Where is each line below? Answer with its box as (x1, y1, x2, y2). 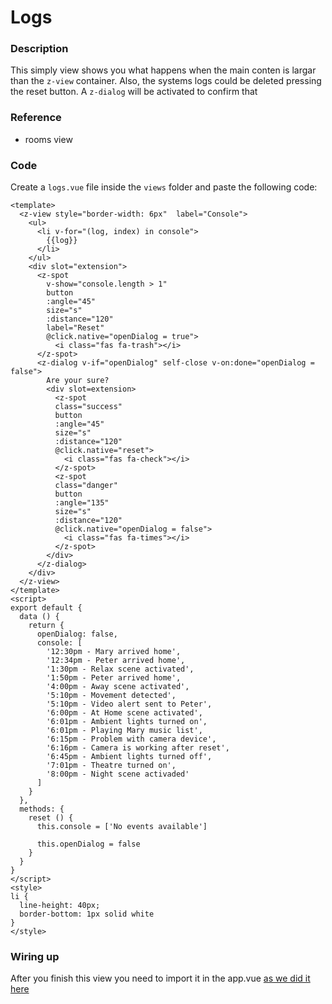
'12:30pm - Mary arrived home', (46, 647, 182, 657)
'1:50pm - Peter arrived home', (46, 673, 182, 683)
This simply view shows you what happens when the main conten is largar (10, 64, 317, 76)
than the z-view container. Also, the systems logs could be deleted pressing (10, 75, 322, 87)
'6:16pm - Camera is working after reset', (46, 743, 230, 753)
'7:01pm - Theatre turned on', (46, 761, 177, 771)
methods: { (19, 804, 65, 815)
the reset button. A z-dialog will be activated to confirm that (10, 86, 258, 98)
